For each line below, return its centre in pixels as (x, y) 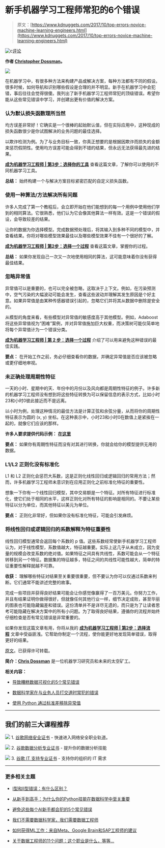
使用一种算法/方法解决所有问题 (41, 195)
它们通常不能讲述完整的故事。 (44, 582)
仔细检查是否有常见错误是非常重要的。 (44, 617)
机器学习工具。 (24, 171)
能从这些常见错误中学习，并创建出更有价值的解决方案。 (61, 99)
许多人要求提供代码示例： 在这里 (38, 434)
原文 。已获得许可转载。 (29, 651)
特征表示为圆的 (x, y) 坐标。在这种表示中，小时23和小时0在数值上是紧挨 (78, 417)
